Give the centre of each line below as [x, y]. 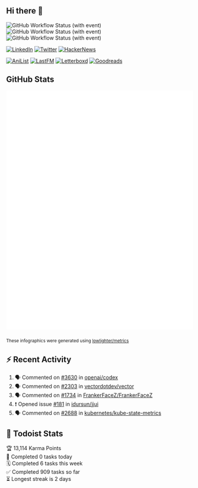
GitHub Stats [30, 80]
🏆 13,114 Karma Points [34, 448]
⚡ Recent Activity [39, 360]
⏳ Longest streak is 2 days [39, 479]
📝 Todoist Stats [35, 433]
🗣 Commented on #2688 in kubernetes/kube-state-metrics [88, 413]
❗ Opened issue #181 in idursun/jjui [57, 404]
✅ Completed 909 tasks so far [43, 472]
